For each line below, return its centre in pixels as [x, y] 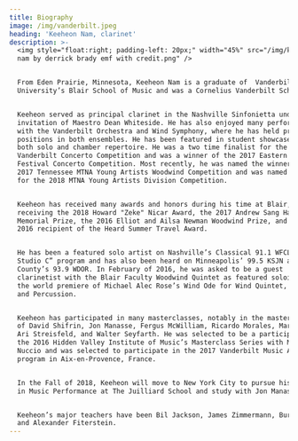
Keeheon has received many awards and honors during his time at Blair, [154, 204]
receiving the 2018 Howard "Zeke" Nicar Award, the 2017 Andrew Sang [148, 213]
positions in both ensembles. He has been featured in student [136, 139]
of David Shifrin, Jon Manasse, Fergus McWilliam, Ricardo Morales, [146, 326]
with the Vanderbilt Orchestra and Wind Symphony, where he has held [148, 131]
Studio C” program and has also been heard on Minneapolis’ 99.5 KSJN [150, 261]
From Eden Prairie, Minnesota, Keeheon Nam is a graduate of [133, 83]
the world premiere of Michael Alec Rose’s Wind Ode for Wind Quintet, [153, 286]
